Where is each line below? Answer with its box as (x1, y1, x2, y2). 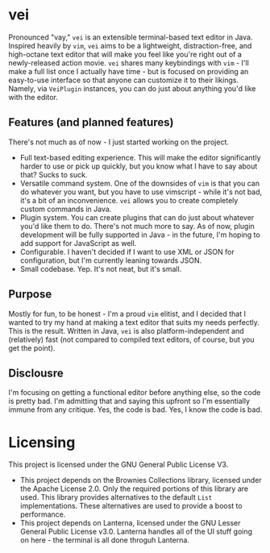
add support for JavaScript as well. (19, 238, 137, 247)
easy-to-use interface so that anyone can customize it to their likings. (8, 75, 239, 85)
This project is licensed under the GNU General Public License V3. (8, 459, 229, 469)
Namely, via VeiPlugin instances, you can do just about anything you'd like (8, 83, 256, 94)
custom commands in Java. (19, 204, 112, 214)
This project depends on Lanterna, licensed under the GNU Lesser (19, 518, 241, 528)
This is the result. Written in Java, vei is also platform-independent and (8, 326, 244, 335)
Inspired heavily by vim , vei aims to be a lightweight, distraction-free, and (8, 40, 252, 50)
